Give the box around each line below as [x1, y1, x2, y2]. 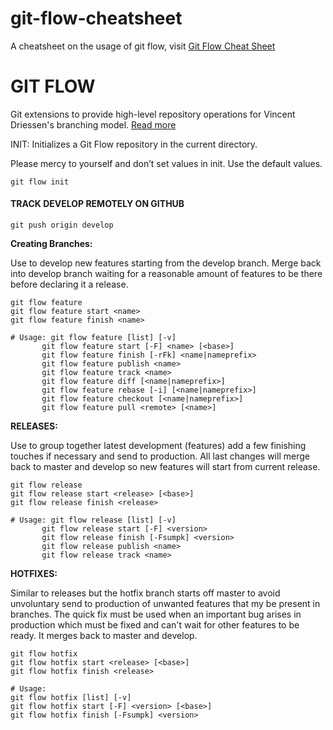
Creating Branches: [10, 238, 93, 250]
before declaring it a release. [10, 278, 129, 291]
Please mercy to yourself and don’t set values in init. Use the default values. [10, 157, 323, 169]
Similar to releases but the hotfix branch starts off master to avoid [10, 587, 281, 599]
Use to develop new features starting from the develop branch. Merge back [10, 257, 322, 269]
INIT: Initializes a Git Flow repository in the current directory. [10, 138, 258, 150]
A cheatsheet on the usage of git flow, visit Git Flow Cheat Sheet [10, 40, 276, 52]
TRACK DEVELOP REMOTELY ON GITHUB [10, 198, 185, 210]
